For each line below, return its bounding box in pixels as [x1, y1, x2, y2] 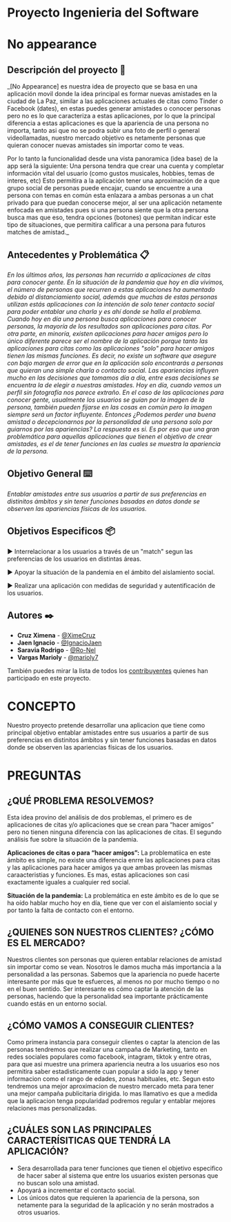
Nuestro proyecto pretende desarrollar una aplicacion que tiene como [7, 721, 205, 730]
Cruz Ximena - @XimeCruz [17, 631, 96, 640]
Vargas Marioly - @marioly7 [17, 654, 99, 662]
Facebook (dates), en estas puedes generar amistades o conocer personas [7, 104, 221, 113]
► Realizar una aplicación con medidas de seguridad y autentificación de [7, 581, 216, 589]
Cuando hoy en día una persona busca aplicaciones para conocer [7, 315, 197, 323]
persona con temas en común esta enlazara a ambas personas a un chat [7, 192, 214, 200]
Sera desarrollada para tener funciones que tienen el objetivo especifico [17, 1164, 223, 1172]
